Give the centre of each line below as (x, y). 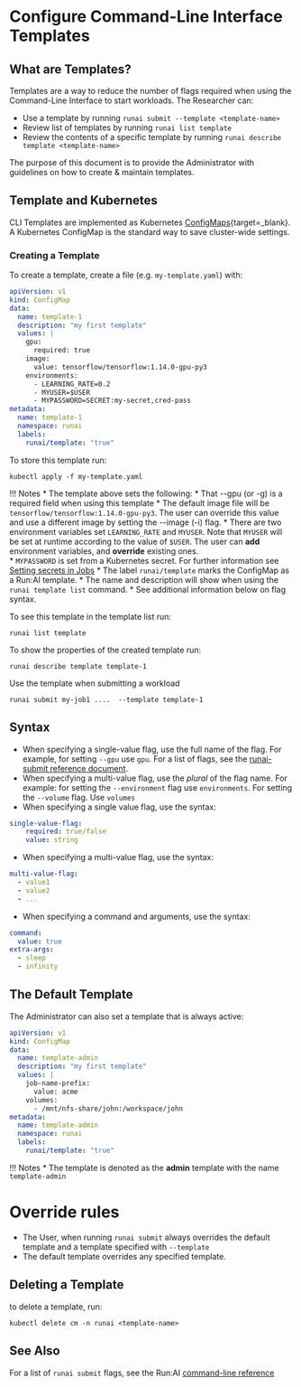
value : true (40, 942)
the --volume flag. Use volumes (79, 797)
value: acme (55, 1092)
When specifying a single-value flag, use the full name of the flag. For (152, 749)
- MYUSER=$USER (62, 392)
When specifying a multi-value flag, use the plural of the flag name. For (155, 778)
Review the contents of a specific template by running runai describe (152, 137)
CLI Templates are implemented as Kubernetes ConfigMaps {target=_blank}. (150, 222)
